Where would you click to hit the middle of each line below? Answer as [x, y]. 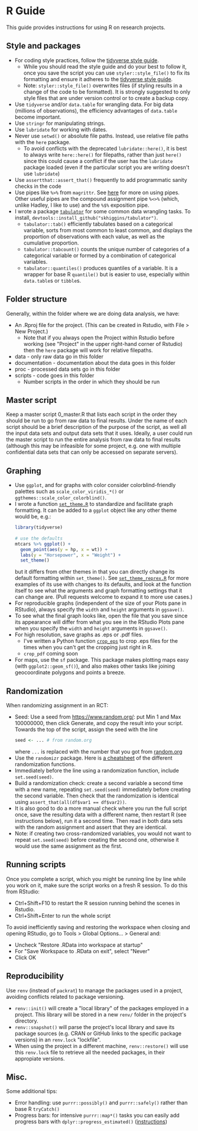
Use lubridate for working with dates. [61, 129]
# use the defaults [39, 538]
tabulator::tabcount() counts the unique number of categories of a [106, 249]
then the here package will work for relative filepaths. [88, 350]
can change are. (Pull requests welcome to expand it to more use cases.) [104, 597]
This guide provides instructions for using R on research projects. [86, 27]
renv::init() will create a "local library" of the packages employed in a [102, 1008]
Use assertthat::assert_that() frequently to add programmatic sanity [101, 180]
